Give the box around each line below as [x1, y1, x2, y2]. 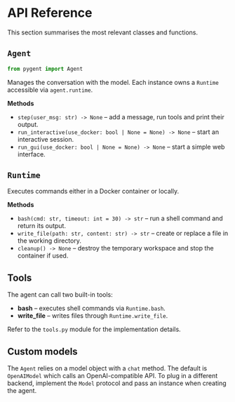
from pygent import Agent [7, 65, 83, 72]
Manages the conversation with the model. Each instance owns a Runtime [7, 78, 219, 86]
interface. [17, 149, 46, 159]
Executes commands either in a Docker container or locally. [7, 187, 180, 196]
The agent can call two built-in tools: [7, 290, 114, 299]
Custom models [7, 345, 79, 357]
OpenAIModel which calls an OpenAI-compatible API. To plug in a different [7, 372, 218, 380]
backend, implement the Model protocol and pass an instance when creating [7, 379, 227, 387]
